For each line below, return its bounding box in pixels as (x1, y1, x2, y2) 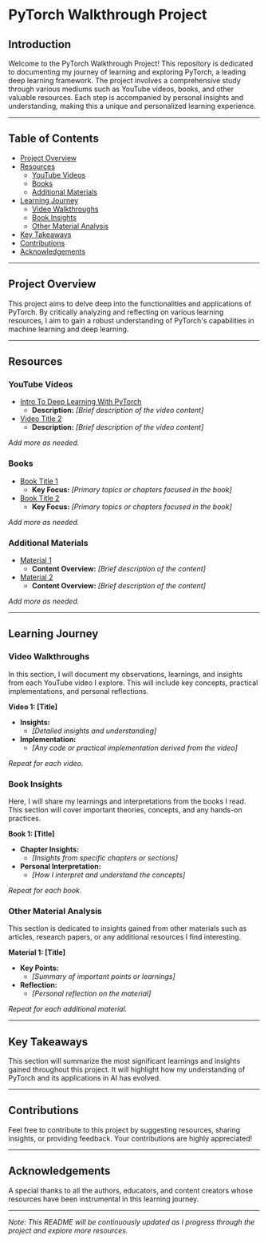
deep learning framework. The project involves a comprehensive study (8, 76, 241, 85)
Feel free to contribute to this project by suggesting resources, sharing (8, 1125, 241, 1134)
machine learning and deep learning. (8, 324, 129, 334)
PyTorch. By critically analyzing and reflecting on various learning (8, 307, 224, 317)
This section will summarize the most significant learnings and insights (8, 1057, 241, 1065)
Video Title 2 (19, 414, 62, 423)
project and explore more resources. (8, 1225, 128, 1235)
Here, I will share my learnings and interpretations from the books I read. (8, 796, 246, 806)
